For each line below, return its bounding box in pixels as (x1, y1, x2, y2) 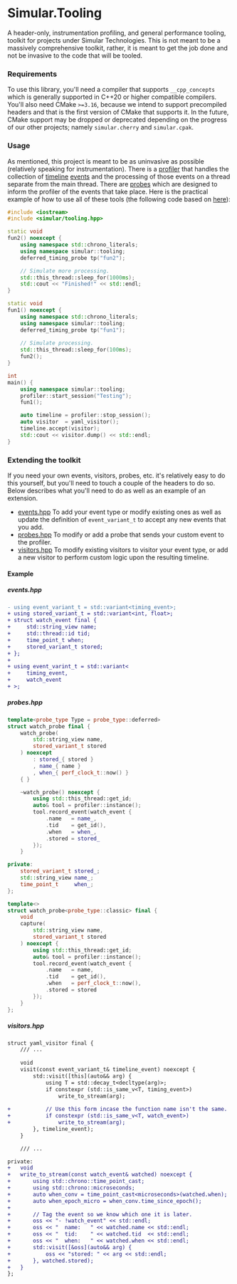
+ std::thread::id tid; (7, 630, 91, 638)
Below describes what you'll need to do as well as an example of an (7, 486, 206, 495)
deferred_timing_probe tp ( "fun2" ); (20, 254, 126, 261)
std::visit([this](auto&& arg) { (33, 1073, 132, 1080)
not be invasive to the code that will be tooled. (7, 51, 143, 60)
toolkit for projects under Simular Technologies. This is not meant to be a (7, 36, 221, 44)
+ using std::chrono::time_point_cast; (7, 1178, 144, 1185)
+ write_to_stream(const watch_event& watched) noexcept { (7, 1171, 193, 1179)
